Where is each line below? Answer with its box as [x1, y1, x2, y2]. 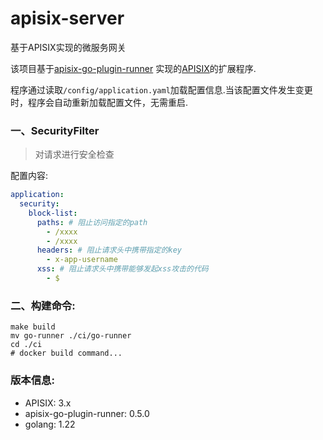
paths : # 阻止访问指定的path [36, 217, 148, 227]
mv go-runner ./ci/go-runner [10, 331, 132, 341]
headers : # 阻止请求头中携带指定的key [36, 245, 182, 256]
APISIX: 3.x [24, 397, 72, 409]
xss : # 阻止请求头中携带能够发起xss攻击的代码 [36, 264, 209, 274]
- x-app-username [46, 255, 118, 265]
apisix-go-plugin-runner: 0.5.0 [24, 407, 150, 419]
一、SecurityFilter [10, 123, 100, 137]
